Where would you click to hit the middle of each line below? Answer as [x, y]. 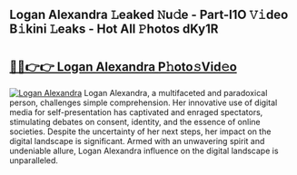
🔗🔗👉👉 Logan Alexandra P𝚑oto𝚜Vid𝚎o [124, 67]
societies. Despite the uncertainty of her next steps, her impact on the [140, 131]
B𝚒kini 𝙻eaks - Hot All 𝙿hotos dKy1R [114, 29]
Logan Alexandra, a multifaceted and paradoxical [176, 93]
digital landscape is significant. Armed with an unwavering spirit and [137, 141]
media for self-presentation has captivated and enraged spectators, [136, 112]
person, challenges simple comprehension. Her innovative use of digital [144, 102]
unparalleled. [34, 160]
